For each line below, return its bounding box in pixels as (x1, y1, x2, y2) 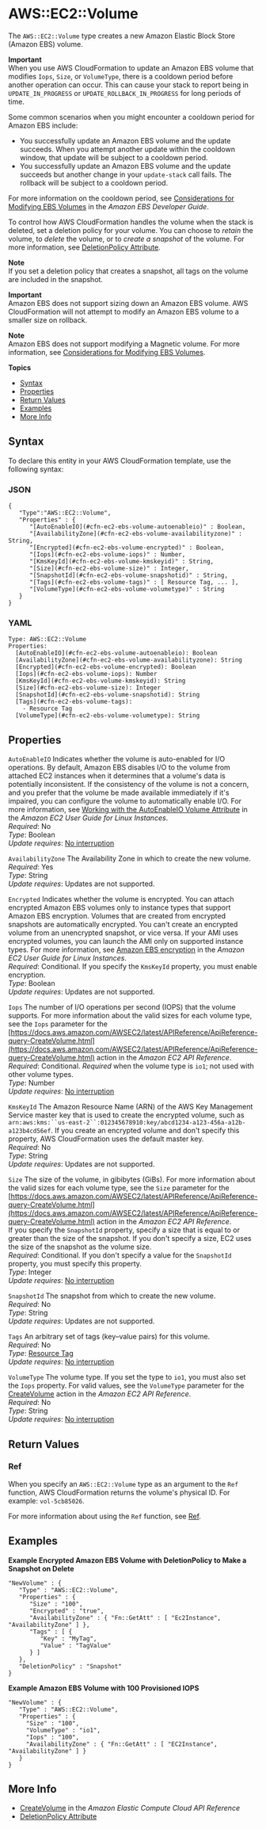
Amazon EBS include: (8, 120, 78, 130)
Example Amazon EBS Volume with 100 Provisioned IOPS (8, 1683, 199, 1693)
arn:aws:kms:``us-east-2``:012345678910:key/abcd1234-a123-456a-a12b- (8, 1119, 246, 1127)
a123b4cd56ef (8, 1127, 51, 1136)
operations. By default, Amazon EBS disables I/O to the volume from (8, 762, 231, 773)
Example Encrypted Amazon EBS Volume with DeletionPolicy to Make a (8, 1555, 247, 1565)
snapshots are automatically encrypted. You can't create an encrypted (8, 920, 238, 930)
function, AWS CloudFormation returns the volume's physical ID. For (8, 1487, 230, 1497)
